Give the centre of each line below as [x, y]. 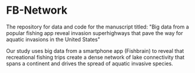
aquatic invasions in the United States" [53, 39]
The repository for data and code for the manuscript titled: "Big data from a [97, 27]
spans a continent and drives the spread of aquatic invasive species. [90, 64]
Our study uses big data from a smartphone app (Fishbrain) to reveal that [95, 50]
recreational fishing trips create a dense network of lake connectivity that [95, 57]
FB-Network [37, 10]
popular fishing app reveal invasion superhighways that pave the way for [95, 33]
